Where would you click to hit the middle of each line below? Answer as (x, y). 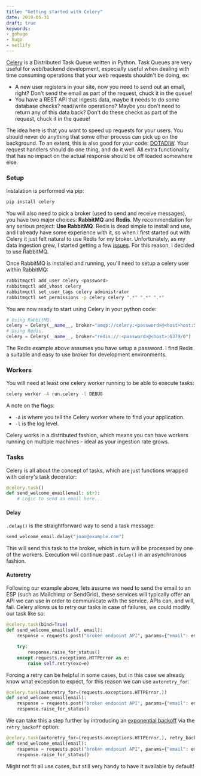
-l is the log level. (37, 423)
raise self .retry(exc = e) (59, 663)
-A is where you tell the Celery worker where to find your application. (100, 417)
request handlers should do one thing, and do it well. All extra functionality (98, 149)
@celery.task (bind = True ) (37, 625)
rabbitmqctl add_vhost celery (44, 286)
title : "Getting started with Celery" (54, 12)
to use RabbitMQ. (28, 252)
